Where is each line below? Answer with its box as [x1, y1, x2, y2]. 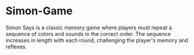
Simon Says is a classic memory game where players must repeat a [5, 24, 172, 31]
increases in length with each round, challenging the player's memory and [5, 36, 189, 44]
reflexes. [5, 43, 28, 50]
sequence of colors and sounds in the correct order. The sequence [5, 30, 171, 37]
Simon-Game [5, 4, 73, 18]
